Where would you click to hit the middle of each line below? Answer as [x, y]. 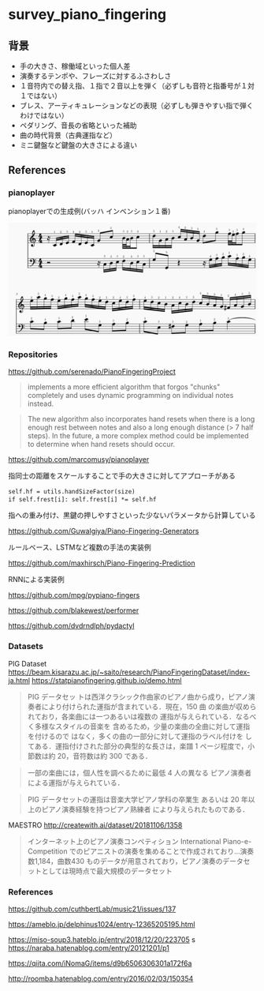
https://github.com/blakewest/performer [74, 610]
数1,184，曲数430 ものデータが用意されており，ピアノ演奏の [125, 861]
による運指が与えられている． [76, 783]
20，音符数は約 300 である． [104, 756]
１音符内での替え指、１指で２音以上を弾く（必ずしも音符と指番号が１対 [137, 86]
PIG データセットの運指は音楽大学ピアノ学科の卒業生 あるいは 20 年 [138, 799]
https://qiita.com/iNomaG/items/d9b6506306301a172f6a [100, 963]
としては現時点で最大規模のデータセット [107, 871]
